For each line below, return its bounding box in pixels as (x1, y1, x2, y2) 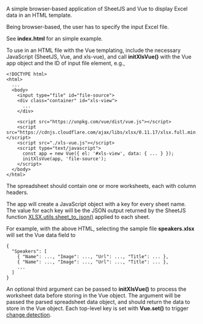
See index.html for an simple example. (6, 35, 103, 42)
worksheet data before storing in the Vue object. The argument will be (6, 292, 181, 299)
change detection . (6, 311, 52, 318)
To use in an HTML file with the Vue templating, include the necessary (6, 47, 181, 54)
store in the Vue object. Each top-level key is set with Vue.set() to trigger (6, 305, 188, 312)
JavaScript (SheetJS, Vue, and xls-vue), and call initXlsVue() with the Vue (6, 53, 192, 60)
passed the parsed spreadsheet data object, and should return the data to (6, 299, 190, 305)
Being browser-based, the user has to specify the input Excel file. (6, 24, 169, 30)
